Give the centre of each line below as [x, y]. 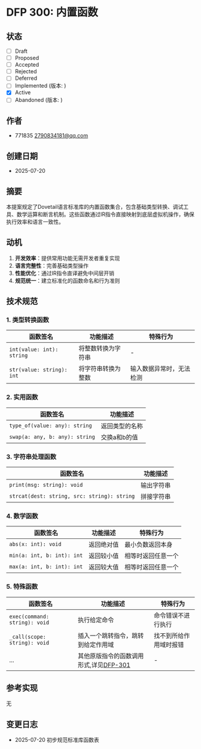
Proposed [27, 58]
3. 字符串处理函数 [31, 457]
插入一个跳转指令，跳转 [111, 636]
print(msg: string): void [46, 485]
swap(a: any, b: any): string [52, 437]
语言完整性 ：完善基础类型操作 [51, 265]
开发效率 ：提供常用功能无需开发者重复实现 [67, 258]
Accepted [27, 65]
